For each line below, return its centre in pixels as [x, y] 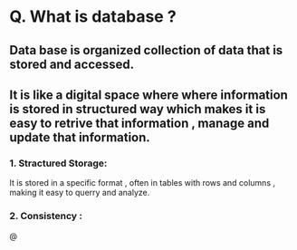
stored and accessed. [72, 64]
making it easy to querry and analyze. [80, 193]
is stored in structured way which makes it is [138, 109]
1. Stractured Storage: [58, 163]
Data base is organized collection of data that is [146, 50]
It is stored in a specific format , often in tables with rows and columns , [143, 183]
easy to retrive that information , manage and [139, 123]
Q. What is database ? [93, 17]
